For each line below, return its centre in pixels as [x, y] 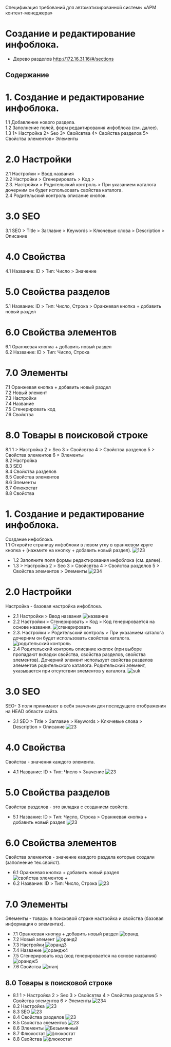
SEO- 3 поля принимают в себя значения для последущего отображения [86, 706]
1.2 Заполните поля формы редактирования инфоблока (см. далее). [87, 560]
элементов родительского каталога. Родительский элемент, [79, 665]
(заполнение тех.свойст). [33, 863]
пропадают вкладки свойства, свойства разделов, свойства [79, 654]
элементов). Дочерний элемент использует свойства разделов [83, 660]
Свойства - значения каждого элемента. [50, 761]
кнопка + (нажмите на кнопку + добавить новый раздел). [69, 550]
